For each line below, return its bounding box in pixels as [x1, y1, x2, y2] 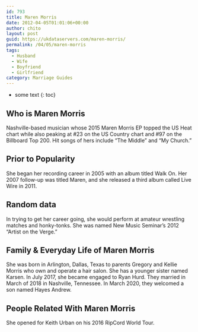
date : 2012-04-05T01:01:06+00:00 [6, 20, 89, 26]
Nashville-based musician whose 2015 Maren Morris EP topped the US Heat [6, 124, 192, 131]
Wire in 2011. [6, 182, 37, 189]
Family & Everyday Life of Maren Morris [6, 245, 155, 255]
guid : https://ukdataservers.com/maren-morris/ [6, 36, 126, 42]
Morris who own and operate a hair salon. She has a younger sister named [6, 267, 189, 274]
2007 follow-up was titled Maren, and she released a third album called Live [6, 176, 191, 183]
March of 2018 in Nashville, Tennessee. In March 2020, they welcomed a [6, 280, 184, 287]
